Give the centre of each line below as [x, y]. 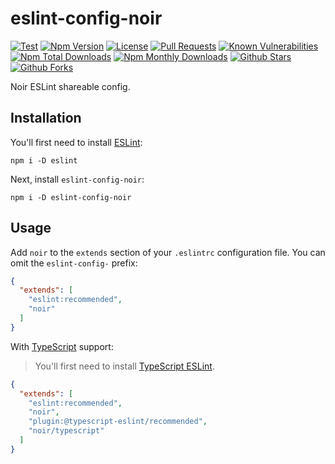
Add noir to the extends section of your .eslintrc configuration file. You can [168, 252]
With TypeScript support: [62, 346]
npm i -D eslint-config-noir [71, 197]
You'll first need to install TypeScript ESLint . [124, 366]
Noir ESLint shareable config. [70, 86]
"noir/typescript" [66, 431]
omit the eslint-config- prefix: [74, 263]
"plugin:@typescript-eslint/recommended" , [118, 422]
